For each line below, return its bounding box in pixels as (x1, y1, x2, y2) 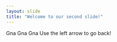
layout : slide (6, 8, 41, 14)
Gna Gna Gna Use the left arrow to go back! (6, 29, 112, 36)
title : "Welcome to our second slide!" (6, 14, 104, 20)
